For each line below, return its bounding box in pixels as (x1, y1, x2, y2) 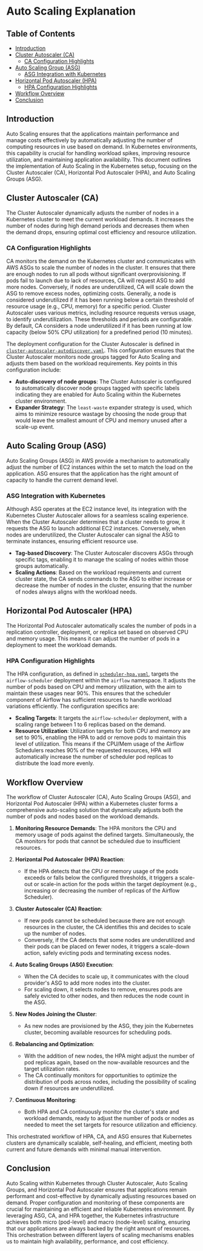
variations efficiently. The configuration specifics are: (6, 702, 139, 710)
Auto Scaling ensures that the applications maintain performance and (6, 130, 179, 137)
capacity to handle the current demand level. (6, 476, 118, 483)
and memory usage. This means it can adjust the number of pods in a (6, 634, 180, 642)
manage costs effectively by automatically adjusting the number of (6, 136, 173, 144)
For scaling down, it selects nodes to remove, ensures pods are (24, 985, 183, 993)
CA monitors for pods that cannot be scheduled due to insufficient (15, 837, 181, 845)
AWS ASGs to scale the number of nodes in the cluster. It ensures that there (6, 263, 196, 271)
